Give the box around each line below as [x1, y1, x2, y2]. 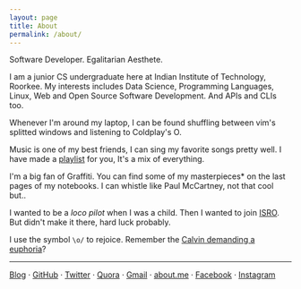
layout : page [9, 13, 58, 22]
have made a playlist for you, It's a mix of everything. [9, 154, 205, 165]
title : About [9, 21, 58, 30]
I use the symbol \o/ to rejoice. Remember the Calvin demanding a [9, 234, 255, 245]
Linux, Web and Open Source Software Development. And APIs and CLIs [9, 90, 278, 101]
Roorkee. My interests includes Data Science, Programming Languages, [9, 81, 275, 92]
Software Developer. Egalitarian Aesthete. [9, 55, 163, 65]
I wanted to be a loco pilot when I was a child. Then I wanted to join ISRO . [9, 208, 280, 218]
